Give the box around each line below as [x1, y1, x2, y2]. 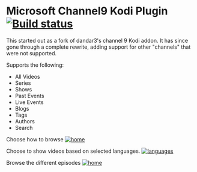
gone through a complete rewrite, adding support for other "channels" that [6, 43, 191, 51]
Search [14, 124, 33, 131]
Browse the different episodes [6, 159, 81, 166]
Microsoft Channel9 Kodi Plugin [6, 4, 168, 18]
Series [14, 79, 31, 87]
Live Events [14, 98, 44, 106]
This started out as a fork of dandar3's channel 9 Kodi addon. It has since [6, 37, 188, 44]
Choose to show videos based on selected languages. [6, 147, 141, 155]
